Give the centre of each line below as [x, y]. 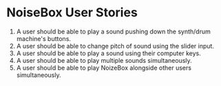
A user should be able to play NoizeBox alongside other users [104, 68]
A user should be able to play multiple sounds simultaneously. [104, 60]
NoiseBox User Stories [72, 13]
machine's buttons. [44, 38]
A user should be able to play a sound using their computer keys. [108, 53]
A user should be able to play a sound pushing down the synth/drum [113, 31]
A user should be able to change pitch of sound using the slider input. [115, 46]
